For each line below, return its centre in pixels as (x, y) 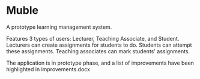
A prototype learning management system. (59, 27)
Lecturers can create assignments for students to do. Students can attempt (99, 45)
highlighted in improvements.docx (48, 69)
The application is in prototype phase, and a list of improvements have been (100, 63)
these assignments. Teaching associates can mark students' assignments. (98, 51)
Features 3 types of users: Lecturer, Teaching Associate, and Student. (93, 38)
